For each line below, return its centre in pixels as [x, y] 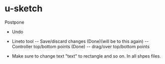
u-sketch [24, 9]
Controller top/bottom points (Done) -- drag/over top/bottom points [81, 46]
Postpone [14, 22]
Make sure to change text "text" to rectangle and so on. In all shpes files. [86, 56]
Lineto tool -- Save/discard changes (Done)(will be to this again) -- [80, 41]
